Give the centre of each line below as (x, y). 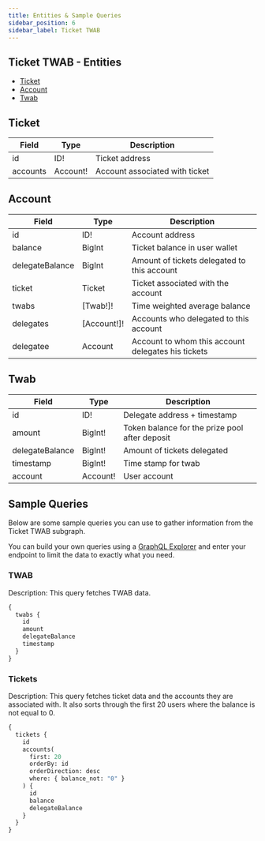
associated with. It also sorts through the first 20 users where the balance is (132, 704)
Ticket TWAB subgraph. (47, 531)
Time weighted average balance (191, 306)
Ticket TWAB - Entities (65, 62)
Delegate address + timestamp (180, 415)
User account (148, 476)
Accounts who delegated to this (190, 318)
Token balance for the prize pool (183, 427)
